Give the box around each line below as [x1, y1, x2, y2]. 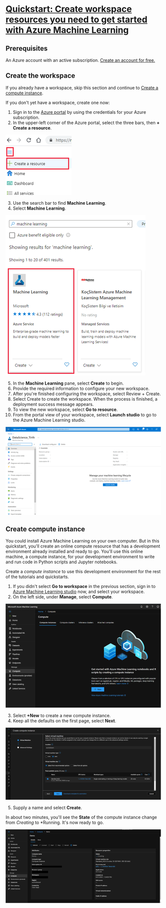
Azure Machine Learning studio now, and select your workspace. [12, 589, 145, 594]
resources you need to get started [5, 14, 148, 25]
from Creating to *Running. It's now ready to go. [5, 819, 104, 825]
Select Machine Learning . [12, 205, 66, 211]
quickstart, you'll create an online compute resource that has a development [5, 543, 161, 549]
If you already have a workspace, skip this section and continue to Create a [5, 85, 159, 91]
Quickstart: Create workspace [5, 3, 132, 15]
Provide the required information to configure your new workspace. [12, 385, 150, 391]
